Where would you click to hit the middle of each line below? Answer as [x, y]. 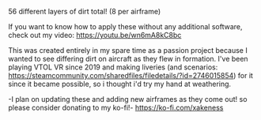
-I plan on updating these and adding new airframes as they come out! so [128, 99]
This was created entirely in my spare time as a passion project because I [128, 50]
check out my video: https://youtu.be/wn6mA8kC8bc [95, 35]
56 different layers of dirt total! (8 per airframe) [85, 11]
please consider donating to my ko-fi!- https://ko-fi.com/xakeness [116, 107]
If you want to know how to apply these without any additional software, [125, 26]
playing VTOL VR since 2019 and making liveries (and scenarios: [113, 67]
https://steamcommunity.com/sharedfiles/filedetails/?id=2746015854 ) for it [130, 75]
